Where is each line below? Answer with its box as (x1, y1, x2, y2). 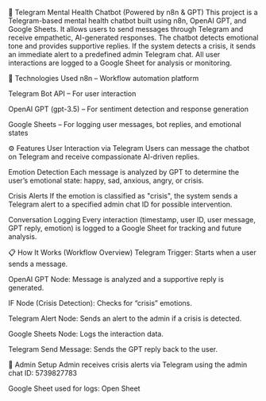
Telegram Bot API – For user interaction (8, 89, 137, 98)
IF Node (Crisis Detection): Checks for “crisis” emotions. (8, 299, 193, 307)
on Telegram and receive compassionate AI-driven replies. (8, 152, 200, 161)
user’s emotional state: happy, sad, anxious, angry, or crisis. (8, 175, 204, 185)
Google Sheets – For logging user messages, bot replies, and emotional (8, 120, 242, 129)
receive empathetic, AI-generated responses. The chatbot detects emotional (8, 33, 259, 42)
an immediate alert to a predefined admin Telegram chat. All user (8, 50, 221, 59)
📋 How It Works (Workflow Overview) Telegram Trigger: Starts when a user (8, 248, 256, 257)
